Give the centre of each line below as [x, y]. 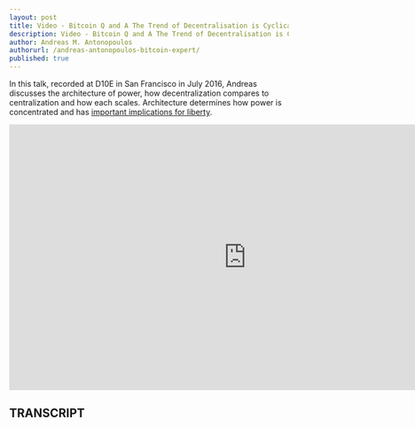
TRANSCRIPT [47, 413]
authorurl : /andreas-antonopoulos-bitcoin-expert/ [105, 50]
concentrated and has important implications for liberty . [111, 112]
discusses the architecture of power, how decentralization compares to [139, 93]
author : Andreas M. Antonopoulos [71, 42]
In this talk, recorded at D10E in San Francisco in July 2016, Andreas [133, 84]
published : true [39, 58]
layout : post [33, 17]
